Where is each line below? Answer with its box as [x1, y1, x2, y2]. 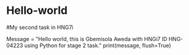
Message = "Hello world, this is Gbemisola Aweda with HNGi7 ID [6, 35, 168, 42]
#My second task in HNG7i [6, 24, 74, 31]
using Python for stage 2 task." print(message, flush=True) [24, 42, 171, 49]
